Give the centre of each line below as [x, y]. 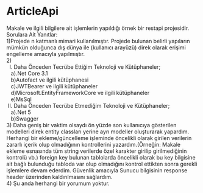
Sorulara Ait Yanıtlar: [32, 34]
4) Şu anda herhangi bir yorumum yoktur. [58, 183]
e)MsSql [21, 99]
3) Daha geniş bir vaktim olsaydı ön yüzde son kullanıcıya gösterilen [91, 125]
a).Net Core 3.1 [29, 73]
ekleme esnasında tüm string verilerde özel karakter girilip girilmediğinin [97, 151]
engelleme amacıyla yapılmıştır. [46, 54]
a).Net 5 [21, 112]
